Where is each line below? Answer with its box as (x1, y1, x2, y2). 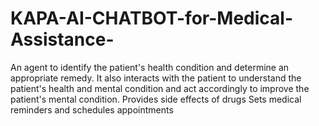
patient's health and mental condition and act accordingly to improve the (10, 82, 310, 94)
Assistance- (10, 28, 115, 51)
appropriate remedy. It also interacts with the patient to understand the (10, 72, 302, 84)
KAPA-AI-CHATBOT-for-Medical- (10, 7, 293, 30)
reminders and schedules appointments (10, 103, 174, 116)
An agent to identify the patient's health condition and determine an (10, 61, 290, 73)
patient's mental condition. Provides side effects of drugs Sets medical (10, 93, 302, 105)
